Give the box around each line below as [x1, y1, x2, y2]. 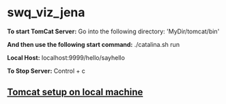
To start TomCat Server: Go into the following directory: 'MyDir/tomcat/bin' [7, 27, 220, 35]
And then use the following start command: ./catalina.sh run [7, 40, 180, 48]
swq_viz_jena [7, 5, 85, 20]
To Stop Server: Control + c [7, 67, 85, 75]
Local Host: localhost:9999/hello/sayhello [7, 53, 125, 62]
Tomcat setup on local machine [7, 86, 143, 98]
